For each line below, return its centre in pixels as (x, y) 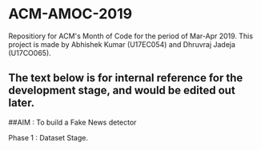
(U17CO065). (30, 53)
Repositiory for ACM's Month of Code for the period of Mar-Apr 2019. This (131, 36)
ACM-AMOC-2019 (70, 14)
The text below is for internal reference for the (126, 78)
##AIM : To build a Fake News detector (72, 122)
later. (22, 103)
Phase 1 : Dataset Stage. (48, 137)
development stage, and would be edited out (122, 91)
